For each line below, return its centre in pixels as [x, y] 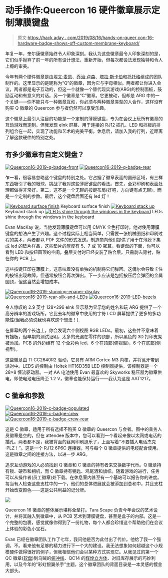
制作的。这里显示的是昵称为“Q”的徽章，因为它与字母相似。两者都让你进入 [81, 83]
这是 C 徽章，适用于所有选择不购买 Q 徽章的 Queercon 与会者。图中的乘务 [81, 429]
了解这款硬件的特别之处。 [31, 137]
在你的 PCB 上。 [22, 258]
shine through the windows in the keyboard [50, 217]
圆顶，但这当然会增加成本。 [34, 281]
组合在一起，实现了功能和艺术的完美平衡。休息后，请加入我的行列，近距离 [86, 131]
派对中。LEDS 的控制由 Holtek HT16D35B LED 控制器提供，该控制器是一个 [82, 366]
